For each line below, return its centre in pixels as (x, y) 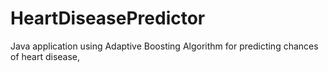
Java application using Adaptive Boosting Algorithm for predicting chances (164, 46)
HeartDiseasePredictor (108, 18)
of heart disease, (45, 56)
